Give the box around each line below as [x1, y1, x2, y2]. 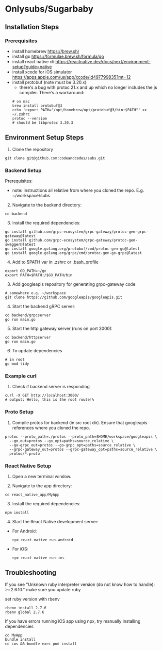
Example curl [5, 373, 37, 379]
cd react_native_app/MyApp [5, 492, 60, 497]
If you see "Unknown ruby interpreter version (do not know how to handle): [5, 582, 155, 587]
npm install [5, 510, 29, 515]
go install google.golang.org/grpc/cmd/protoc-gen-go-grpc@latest [5, 250, 142, 256]
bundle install [5, 637, 36, 642]
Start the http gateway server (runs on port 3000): [12, 325, 113, 331]
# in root [5, 357, 25, 362]
